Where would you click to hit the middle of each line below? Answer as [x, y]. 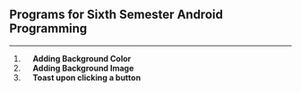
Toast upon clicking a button [87, 77]
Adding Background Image [83, 68]
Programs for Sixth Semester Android [116, 15]
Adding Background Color [82, 58]
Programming [48, 29]
